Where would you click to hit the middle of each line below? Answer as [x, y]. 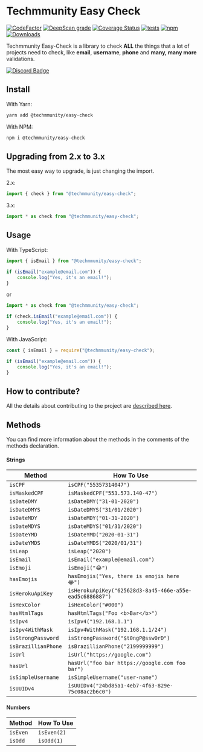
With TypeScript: [27, 249]
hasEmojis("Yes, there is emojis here [124, 576]
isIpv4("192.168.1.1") [101, 622]
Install [18, 90]
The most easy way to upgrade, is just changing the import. [80, 171]
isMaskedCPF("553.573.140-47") [113, 493]
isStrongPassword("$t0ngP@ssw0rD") [119, 638]
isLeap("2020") [90, 551]
